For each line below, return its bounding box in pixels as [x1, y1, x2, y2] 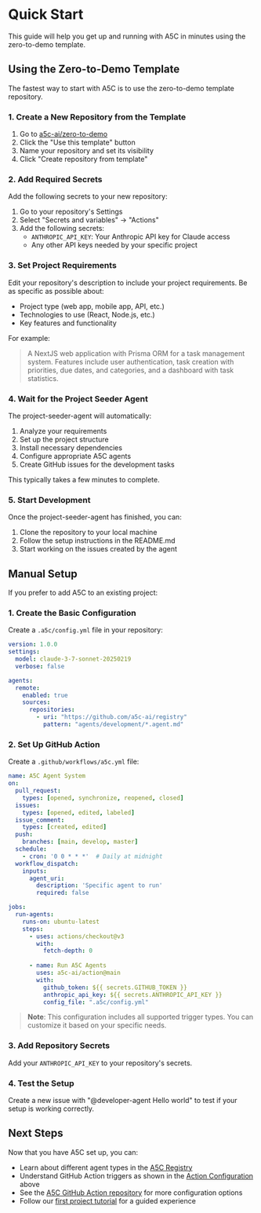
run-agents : [15, 911, 55, 918]
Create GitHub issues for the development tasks [19, 460, 175, 469]
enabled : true [22, 691, 68, 699]
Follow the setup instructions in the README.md [19, 536, 176, 545]
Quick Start [8, 5, 84, 24]
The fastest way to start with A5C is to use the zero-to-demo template [8, 83, 235, 93]
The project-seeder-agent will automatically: [8, 411, 152, 420]
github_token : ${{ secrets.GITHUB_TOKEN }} [42, 984, 188, 991]
